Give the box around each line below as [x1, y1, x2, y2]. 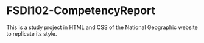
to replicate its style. [6, 30, 57, 37]
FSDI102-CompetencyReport [6, 4, 156, 18]
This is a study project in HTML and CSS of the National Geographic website [6, 24, 198, 31]
